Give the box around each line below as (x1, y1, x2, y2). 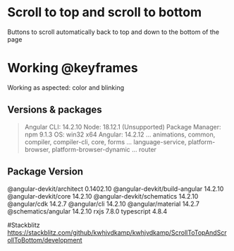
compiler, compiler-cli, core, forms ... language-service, (24, 137, 187, 146)
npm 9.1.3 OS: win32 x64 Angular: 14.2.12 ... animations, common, (24, 130, 216, 139)
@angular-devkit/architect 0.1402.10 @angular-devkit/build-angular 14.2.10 (7, 185, 224, 193)
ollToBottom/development (7, 235, 82, 244)
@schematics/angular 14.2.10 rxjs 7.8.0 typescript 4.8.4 (7, 206, 168, 216)
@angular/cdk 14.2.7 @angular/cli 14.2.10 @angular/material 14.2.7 (7, 199, 199, 208)
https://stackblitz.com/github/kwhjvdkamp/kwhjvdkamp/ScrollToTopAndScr (7, 228, 227, 237)
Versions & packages (7, 104, 102, 116)
